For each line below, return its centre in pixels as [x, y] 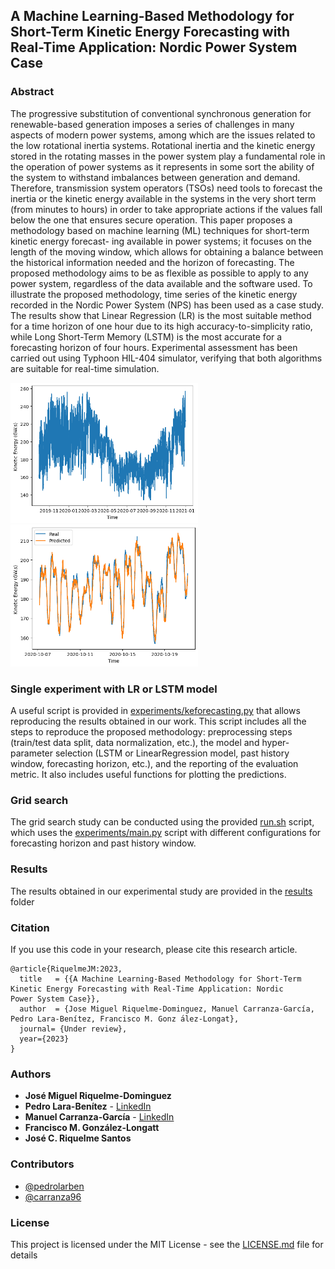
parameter [32, 753]
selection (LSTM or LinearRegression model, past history [172, 753]
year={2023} [44, 1039]
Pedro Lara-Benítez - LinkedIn [88, 1106]
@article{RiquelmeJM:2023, [66, 969]
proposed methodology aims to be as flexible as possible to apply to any [159, 273]
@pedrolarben [54, 1186]
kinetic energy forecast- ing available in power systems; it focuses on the [161, 241]
